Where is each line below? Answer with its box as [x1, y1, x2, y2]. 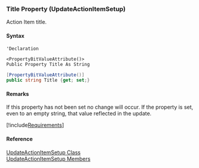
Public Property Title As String [6, 61, 90, 67]
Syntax [6, 32, 25, 39]
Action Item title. [6, 19, 47, 26]
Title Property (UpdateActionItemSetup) [6, 5, 126, 13]
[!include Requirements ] [6, 122, 64, 129]
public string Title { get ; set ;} [6, 77, 90, 83]
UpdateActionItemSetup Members [6, 155, 91, 162]
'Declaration [6, 46, 39, 52]
